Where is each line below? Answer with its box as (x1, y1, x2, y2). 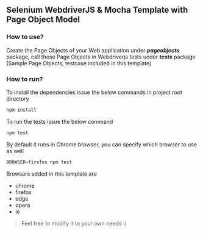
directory (6, 95, 29, 102)
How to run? (6, 74, 43, 83)
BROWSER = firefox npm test (6, 159, 72, 165)
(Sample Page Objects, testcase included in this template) (6, 59, 152, 66)
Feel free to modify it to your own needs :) (21, 220, 127, 227)
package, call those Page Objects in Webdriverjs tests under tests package (6, 53, 196, 60)
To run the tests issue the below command (6, 118, 113, 125)
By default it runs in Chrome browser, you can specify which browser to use (6, 140, 197, 148)
